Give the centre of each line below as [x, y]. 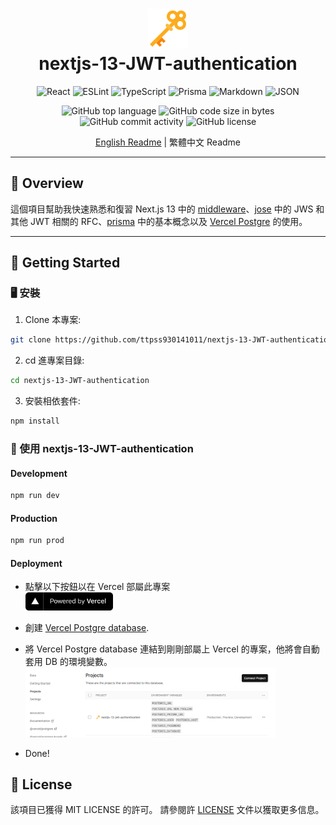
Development [39, 473]
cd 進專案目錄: [54, 360]
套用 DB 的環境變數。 [68, 662]
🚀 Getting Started [65, 263]
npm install [35, 421]
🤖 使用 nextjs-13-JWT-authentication [102, 448]
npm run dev [35, 496]
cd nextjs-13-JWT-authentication [80, 381]
